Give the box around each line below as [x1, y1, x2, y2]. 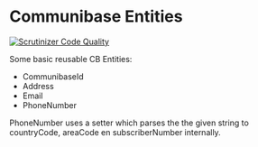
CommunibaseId [22, 70, 84, 82]
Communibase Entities [9, 6, 183, 27]
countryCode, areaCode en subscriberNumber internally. [9, 126, 221, 137]
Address [22, 80, 54, 91]
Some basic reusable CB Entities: [9, 53, 133, 64]
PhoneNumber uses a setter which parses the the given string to [9, 117, 250, 128]
